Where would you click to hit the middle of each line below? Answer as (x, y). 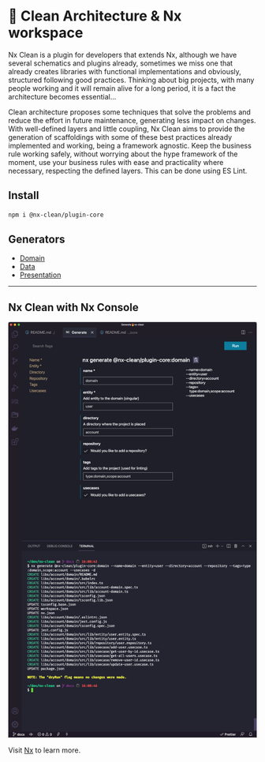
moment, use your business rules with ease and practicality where (116, 162)
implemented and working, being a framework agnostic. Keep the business (130, 145)
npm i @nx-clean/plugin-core (56, 215)
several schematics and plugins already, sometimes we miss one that (121, 63)
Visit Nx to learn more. (45, 750)
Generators (37, 240)
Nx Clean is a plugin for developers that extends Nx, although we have (123, 54)
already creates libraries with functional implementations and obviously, (125, 71)
